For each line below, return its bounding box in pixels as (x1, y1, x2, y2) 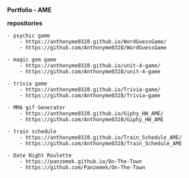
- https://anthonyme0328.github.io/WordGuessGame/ (19, 38, 167, 45)
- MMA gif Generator (7, 104, 66, 111)
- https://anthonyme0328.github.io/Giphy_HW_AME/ (19, 110, 164, 117)
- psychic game (7, 32, 51, 39)
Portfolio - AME (7, 6, 52, 14)
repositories (7, 19, 43, 27)
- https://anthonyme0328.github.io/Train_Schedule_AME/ (19, 134, 183, 141)
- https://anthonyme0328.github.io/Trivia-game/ (19, 86, 161, 93)
